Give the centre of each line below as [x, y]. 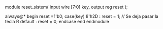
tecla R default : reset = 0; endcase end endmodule [57, 22]
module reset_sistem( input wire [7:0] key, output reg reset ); [66, 7]
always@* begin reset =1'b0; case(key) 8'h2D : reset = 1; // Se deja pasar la [82, 16]
